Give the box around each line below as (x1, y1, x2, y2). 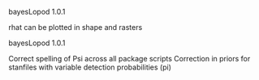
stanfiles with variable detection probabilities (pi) (8, 62, 172, 72)
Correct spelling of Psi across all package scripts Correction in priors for (8, 54, 251, 63)
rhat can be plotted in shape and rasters (8, 23, 143, 32)
